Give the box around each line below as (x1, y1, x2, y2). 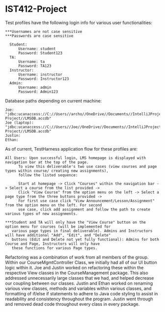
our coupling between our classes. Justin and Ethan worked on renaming (5, 280, 153, 286)
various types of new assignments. (5, 211, 78, 216)
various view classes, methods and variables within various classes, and (5, 286, 152, 291)
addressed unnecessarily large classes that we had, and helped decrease (5, 275, 154, 281)
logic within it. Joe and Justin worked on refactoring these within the (5, 264, 144, 270)
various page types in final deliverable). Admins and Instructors (11, 228, 153, 234)
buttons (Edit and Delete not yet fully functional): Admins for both (11, 237, 160, 242)
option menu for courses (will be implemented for (5, 224, 111, 229)
